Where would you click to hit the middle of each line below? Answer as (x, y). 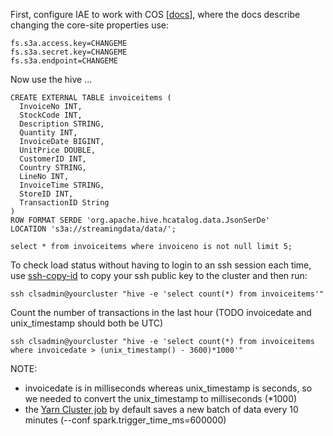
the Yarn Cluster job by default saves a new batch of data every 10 (161, 409)
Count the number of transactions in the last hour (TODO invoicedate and (161, 312)
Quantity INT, (48, 133)
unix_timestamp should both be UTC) (87, 323)
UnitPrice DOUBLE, (58, 150)
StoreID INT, (46, 194)
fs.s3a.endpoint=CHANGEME (64, 61)
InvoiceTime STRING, (62, 185)
